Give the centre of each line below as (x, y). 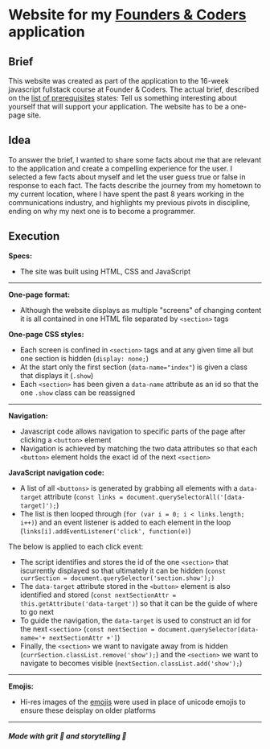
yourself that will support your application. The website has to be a (119, 107)
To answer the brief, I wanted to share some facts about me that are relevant (135, 159)
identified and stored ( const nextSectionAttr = (98, 595)
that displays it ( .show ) (57, 375)
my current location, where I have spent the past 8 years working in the (127, 194)
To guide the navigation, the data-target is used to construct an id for (135, 620)
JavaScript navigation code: (56, 472)
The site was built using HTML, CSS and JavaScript (105, 271)
